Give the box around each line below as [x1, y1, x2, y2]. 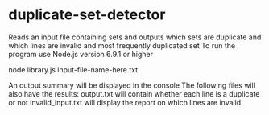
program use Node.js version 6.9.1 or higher [8, 49, 154, 59]
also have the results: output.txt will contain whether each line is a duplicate [8, 88, 260, 98]
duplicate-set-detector [8, 6, 166, 24]
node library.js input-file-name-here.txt [8, 64, 139, 74]
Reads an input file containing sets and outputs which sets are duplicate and [8, 32, 262, 42]
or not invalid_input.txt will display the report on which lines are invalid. [8, 97, 243, 107]
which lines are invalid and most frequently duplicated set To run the [8, 40, 236, 50]
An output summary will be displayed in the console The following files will [8, 80, 256, 90]
